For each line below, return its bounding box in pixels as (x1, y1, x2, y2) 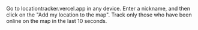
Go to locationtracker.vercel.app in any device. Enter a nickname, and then (6, 5, 191, 12)
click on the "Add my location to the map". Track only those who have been (6, 11, 192, 18)
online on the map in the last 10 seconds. (6, 18, 107, 24)
